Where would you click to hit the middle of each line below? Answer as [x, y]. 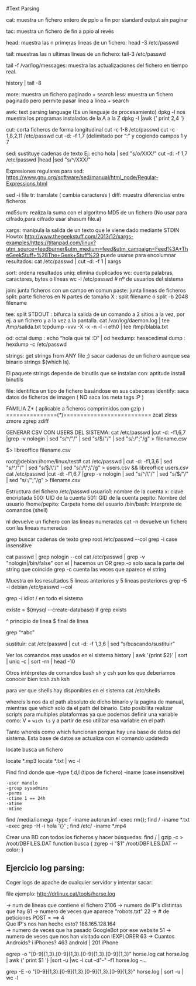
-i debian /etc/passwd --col [39, 587]
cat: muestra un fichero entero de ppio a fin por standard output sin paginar [97, 20]
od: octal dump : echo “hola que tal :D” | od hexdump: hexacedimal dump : [96, 338]
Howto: [15, 236]
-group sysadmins [27, 788]
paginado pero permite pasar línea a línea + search [68, 100]
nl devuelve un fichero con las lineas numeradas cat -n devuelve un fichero [97, 521]
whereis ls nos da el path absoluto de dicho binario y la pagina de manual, [95, 702]
